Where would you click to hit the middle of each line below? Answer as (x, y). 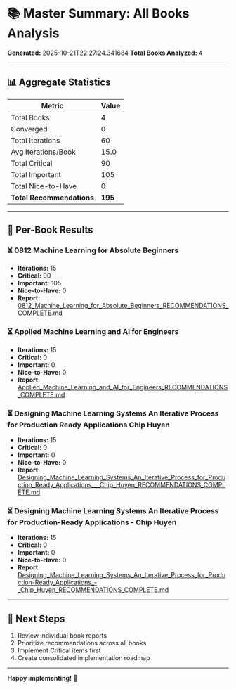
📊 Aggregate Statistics (59, 83)
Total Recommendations (53, 198)
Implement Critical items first (59, 650)
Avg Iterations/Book (43, 152)
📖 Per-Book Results (50, 230)
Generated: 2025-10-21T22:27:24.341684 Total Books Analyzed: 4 (105, 53)
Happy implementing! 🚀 (42, 678)
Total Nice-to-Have (44, 186)
